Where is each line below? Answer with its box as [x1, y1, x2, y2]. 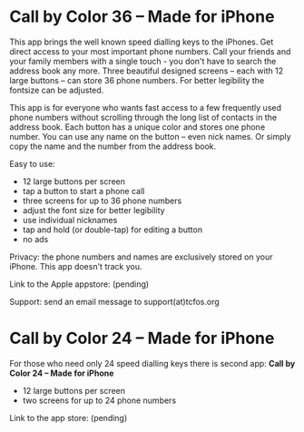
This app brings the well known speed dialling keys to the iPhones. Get [9, 36, 274, 47]
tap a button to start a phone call [22, 185, 145, 196]
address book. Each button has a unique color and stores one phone [9, 121, 266, 133]
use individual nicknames [22, 214, 118, 225]
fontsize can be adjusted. [9, 84, 104, 95]
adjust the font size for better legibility [22, 204, 165, 215]
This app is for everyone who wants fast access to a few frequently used [9, 102, 282, 113]
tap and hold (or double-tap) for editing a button [22, 224, 202, 235]
